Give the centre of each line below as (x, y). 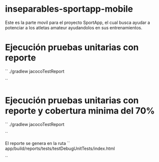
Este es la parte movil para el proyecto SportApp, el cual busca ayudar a (78, 22)
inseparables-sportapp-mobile (69, 9)
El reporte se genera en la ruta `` (38, 143)
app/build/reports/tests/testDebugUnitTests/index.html (60, 148)
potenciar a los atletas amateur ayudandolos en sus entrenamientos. (74, 27)
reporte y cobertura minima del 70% (80, 111)
